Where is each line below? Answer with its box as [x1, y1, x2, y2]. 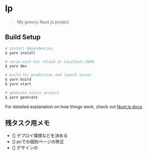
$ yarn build [5, 77, 32, 82]
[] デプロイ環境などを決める [12, 133, 68, 138]
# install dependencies [5, 46, 53, 51]
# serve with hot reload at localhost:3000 [5, 59, 95, 64]
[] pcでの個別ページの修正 [12, 139, 65, 145]
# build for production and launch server [5, 72, 92, 78]
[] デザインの [12, 145, 38, 151]
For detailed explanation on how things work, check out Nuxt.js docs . [5, 103, 144, 109]
